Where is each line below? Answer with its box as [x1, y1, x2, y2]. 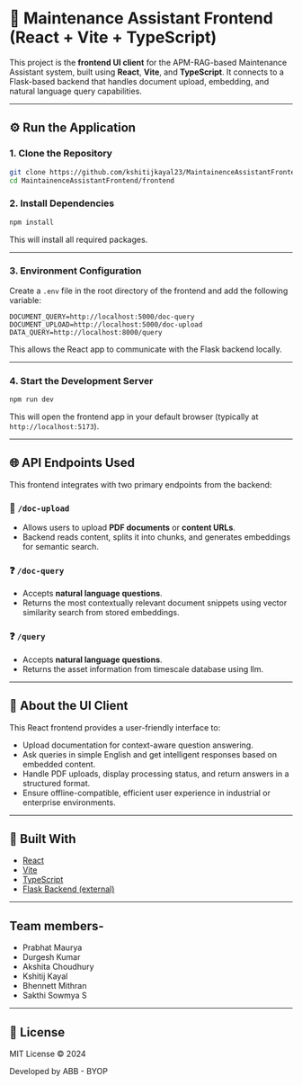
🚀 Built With [9, 831, 76, 847]
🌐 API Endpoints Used [9, 455, 136, 471]
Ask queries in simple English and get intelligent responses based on [22, 749, 278, 759]
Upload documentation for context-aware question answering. [22, 740, 253, 750]
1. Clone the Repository [9, 148, 112, 160]
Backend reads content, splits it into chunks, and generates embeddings [22, 532, 290, 542]
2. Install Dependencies [9, 197, 115, 210]
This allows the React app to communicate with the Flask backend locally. [9, 344, 283, 354]
